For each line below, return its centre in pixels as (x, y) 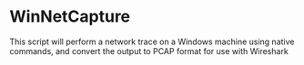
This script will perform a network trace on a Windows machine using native (152, 42)
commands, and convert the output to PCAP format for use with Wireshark (149, 51)
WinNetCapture (70, 17)
